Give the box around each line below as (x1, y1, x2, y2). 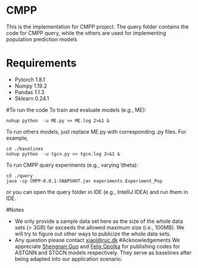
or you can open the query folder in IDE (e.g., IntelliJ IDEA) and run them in (6, 188, 188, 195)
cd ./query (6, 173, 33, 179)
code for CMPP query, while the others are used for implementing (6, 29, 167, 36)
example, (6, 134, 28, 141)
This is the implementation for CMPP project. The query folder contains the (6, 23, 189, 30)
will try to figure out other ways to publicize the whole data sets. (14, 230, 171, 237)
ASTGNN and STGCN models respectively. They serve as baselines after (14, 249, 192, 256)
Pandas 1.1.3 (14, 88, 45, 95)
